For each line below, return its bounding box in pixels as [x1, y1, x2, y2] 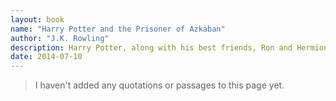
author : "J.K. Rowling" [10, 33, 110, 43]
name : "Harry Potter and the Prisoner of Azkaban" [10, 24, 226, 34]
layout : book [10, 14, 65, 25]
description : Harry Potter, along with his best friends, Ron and [10, 42, 293, 53]
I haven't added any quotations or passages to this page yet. [34, 79, 285, 91]
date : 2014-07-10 [10, 52, 83, 62]
